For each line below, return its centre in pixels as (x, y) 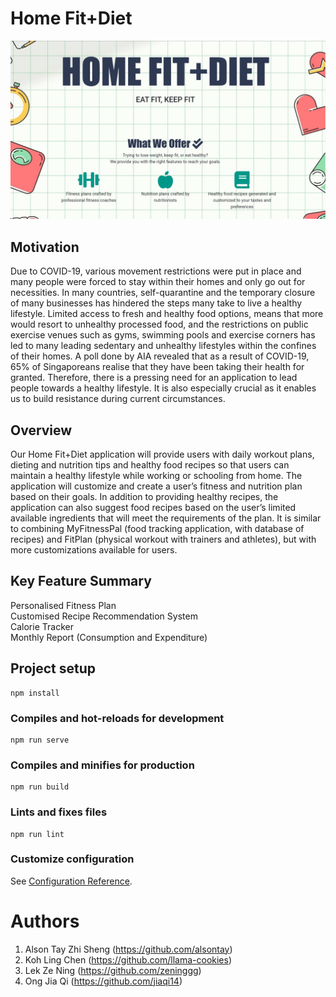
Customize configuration (72, 859)
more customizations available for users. (94, 550)
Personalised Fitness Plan (63, 605)
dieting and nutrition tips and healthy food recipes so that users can (150, 465)
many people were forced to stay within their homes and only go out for (158, 282)
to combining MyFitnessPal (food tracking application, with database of (157, 529)
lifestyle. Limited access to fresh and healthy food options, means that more (167, 314)
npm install (35, 693)
